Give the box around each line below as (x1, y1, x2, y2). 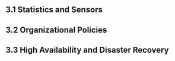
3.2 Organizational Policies (5, 25, 107, 35)
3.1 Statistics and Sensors (5, 5, 103, 15)
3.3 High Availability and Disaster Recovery (5, 45, 170, 55)
